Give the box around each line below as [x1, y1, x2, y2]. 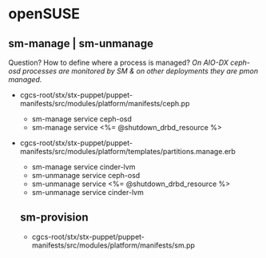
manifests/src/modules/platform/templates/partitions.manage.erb [19, 147, 236, 156]
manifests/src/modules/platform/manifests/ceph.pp [19, 99, 190, 108]
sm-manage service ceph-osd [31, 114, 132, 124]
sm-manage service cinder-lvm [31, 162, 136, 172]
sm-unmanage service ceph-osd [31, 171, 141, 180]
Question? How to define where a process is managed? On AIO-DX [8, 58, 229, 67]
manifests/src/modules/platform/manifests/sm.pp [31, 240, 196, 250]
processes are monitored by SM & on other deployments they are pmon [22, 66, 259, 76]
